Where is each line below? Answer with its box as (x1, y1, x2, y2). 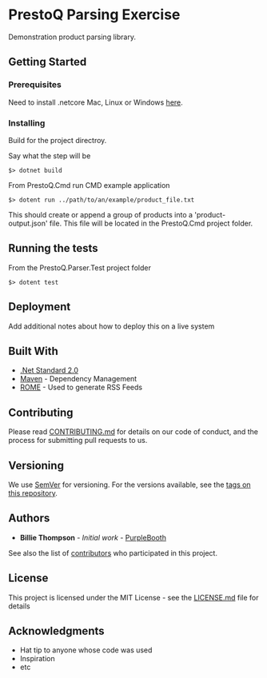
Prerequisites (8, 79, 62, 90)
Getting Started (8, 55, 87, 69)
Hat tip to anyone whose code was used (19, 645, 153, 655)
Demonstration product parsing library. (8, 32, 136, 42)
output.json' (8, 218, 48, 228)
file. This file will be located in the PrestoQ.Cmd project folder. (49, 218, 253, 228)
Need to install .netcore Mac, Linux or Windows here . (8, 98, 184, 107)
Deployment (8, 300, 71, 313)
